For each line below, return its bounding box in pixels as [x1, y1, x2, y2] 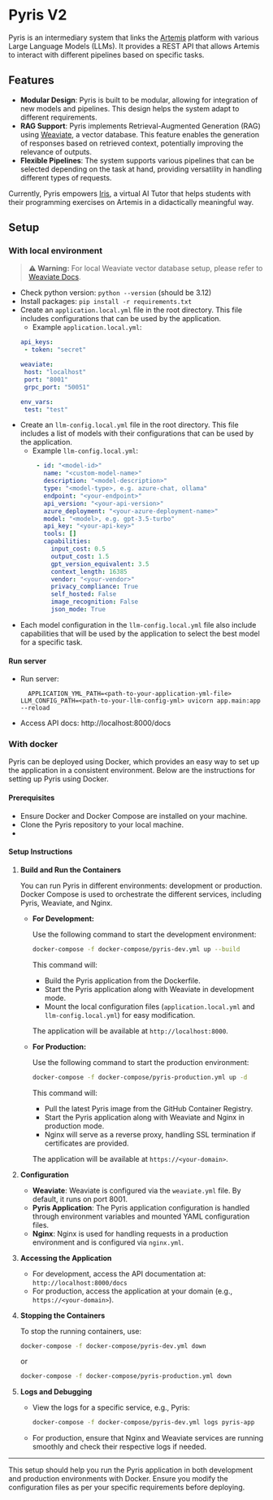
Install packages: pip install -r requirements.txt [19, 297, 193, 307]
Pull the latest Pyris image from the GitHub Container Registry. [44, 1103, 253, 1113]
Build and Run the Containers [19, 864, 122, 875]
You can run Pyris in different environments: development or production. [19, 880, 262, 890]
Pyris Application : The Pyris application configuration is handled [32, 1202, 250, 1212]
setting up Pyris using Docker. [8, 774, 109, 784]
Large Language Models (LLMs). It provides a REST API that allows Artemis [8, 41, 260, 50]
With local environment [8, 246, 103, 257]
